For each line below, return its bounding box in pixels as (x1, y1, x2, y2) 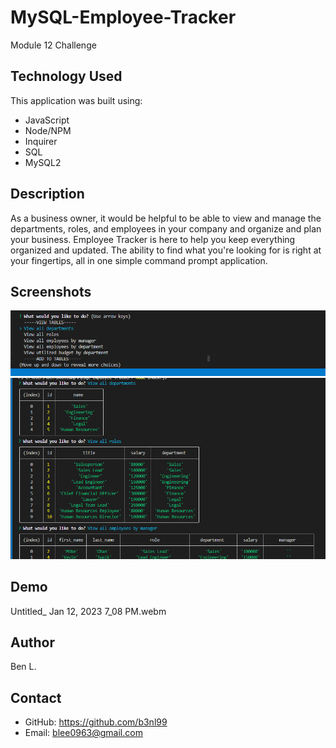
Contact (10, 689, 62, 706)
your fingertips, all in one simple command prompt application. (10, 254, 268, 266)
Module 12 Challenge (10, 39, 97, 51)
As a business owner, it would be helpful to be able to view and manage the (10, 212, 322, 224)
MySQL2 (24, 156, 62, 168)
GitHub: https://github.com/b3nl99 (24, 716, 168, 728)
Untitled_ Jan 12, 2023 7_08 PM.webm (10, 605, 167, 617)
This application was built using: (10, 94, 143, 106)
